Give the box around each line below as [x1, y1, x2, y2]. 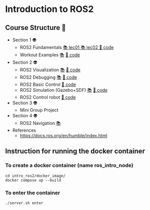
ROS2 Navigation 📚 [19, 120, 61, 126]
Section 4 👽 [12, 113, 38, 118]
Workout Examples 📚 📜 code [19, 52, 80, 58]
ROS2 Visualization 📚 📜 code [19, 67, 81, 73]
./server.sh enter [5, 201, 43, 206]
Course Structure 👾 [5, 23, 66, 32]
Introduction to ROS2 [5, 3, 94, 15]
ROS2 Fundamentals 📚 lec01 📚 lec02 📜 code [19, 44, 114, 50]
